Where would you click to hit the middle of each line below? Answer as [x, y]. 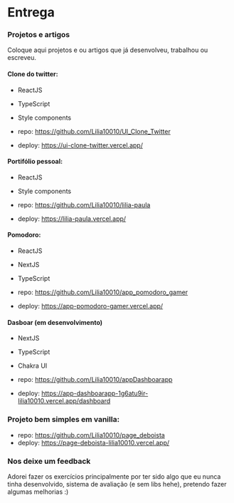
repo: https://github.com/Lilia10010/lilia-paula [84, 204]
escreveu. [22, 58]
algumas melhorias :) [38, 492]
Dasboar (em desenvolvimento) [55, 322]
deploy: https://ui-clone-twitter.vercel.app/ [80, 145]
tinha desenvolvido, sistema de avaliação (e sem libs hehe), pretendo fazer [117, 484]
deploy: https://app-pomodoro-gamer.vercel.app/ [90, 306]
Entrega [31, 12]
